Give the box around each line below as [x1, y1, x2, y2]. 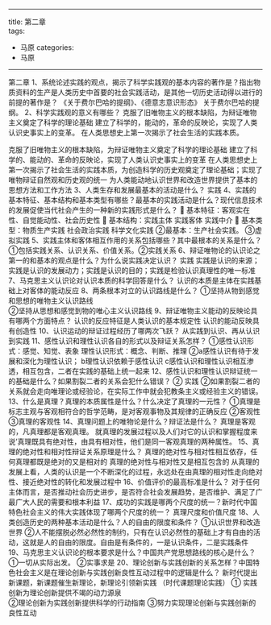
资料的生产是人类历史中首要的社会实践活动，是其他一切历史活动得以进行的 [15, 88, 263, 97]
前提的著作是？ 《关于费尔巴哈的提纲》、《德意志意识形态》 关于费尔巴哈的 [8, 97, 252, 107]
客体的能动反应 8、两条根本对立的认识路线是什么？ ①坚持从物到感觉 [29, 286, 260, 295]
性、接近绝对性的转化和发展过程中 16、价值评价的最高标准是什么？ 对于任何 [8, 477, 261, 486]
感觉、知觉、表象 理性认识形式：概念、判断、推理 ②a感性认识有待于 [22, 346, 252, 355]
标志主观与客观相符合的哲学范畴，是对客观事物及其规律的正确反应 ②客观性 [8, 407, 261, 416]
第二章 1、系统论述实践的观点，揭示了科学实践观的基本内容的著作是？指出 [8, 77, 254, 87]
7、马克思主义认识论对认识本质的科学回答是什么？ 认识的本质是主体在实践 [8, 275, 255, 285]
